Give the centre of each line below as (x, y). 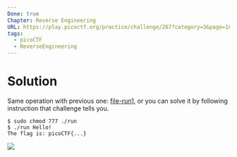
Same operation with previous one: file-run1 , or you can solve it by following (117, 101)
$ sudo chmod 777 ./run (42, 121)
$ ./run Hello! (30, 127)
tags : (15, 33)
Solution (32, 81)
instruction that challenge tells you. (58, 108)
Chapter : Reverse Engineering (52, 20)
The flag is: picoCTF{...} (47, 133)
